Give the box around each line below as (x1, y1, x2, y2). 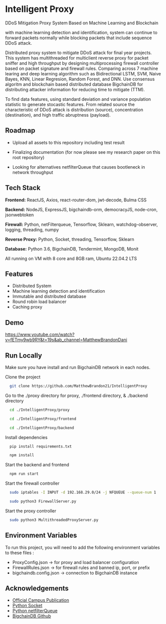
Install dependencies (5, 434, 48, 440)
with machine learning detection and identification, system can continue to (5, 29, 158, 35)
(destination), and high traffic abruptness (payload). (5, 112, 111, 118)
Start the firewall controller (5, 480, 59, 487)
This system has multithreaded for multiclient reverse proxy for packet (5, 55, 149, 61)
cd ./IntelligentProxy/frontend (9, 416, 77, 421)
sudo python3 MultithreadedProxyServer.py (9, 517, 99, 522)
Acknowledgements (5, 584, 69, 592)
